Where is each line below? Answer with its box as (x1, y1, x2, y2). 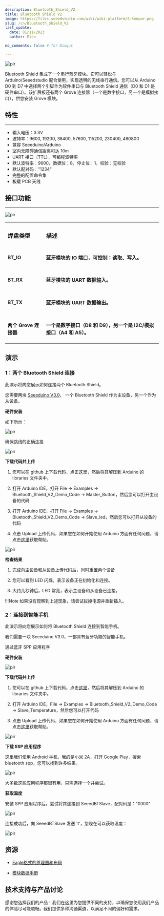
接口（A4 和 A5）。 (45, 329, 89, 336)
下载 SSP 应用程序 (5, 743, 41, 749)
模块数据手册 (12, 870, 38, 875)
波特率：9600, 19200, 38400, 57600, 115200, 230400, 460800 (12, 135, 139, 142)
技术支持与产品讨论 (5, 886, 63, 894)
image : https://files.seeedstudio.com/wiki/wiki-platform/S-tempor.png (5, 16, 154, 21)
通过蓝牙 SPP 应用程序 (5, 644, 50, 650)
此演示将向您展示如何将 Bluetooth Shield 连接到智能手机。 (5, 623, 122, 629)
